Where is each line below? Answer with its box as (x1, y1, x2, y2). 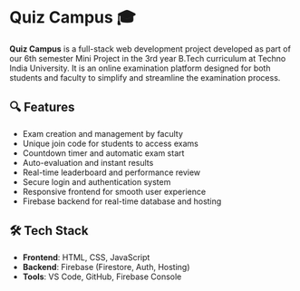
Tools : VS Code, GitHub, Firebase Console (22, 271, 182, 282)
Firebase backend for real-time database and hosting (22, 196, 222, 207)
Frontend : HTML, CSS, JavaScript (22, 251, 150, 263)
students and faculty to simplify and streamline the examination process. (9, 72, 281, 82)
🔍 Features (9, 100, 75, 115)
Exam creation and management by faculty (22, 128, 184, 139)
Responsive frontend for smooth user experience (22, 186, 207, 197)
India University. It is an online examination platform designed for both (9, 63, 271, 73)
